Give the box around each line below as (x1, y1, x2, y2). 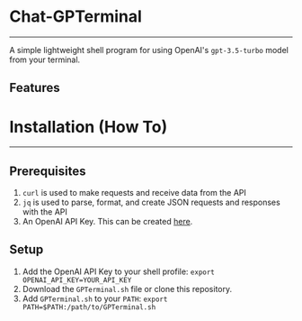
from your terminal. (9, 54, 81, 65)
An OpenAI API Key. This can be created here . (22, 216, 193, 227)
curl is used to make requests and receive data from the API (22, 188, 247, 198)
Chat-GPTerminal (9, 6, 142, 27)
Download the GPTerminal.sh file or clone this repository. (22, 283, 233, 294)
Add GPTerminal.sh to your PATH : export (22, 293, 168, 304)
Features (9, 80, 60, 96)
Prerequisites (9, 163, 86, 179)
